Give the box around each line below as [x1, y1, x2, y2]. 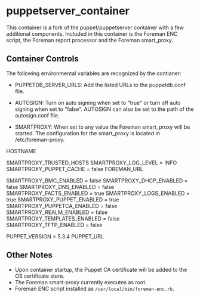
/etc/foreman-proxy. [14, 136, 65, 143]
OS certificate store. [14, 272, 64, 280]
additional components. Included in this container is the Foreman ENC [6, 30, 178, 37]
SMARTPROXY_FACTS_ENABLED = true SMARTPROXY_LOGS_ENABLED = [6, 190, 190, 197]
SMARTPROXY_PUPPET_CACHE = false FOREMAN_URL [6, 165, 143, 172]
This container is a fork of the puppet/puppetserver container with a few [6, 24, 184, 31]
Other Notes [6, 250, 53, 260]
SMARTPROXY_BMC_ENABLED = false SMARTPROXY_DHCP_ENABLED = [6, 177, 188, 184]
